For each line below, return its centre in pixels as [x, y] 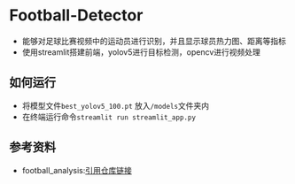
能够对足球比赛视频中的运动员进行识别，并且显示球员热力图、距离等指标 [154, 41]
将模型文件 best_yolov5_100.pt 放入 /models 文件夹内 [116, 105]
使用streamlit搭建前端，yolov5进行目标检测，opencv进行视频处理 [141, 52]
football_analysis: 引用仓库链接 [77, 170]
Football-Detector [76, 15]
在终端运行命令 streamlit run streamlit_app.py [109, 117]
